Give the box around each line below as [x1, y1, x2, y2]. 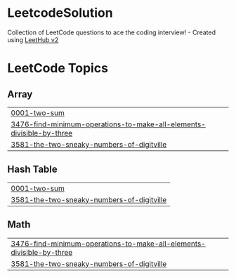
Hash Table [7, 164, 58, 176]
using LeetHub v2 [7, 35, 59, 44]
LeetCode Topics [7, 60, 109, 77]
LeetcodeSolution [7, 5, 114, 21]
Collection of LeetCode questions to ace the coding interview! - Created [7, 28, 216, 37]
